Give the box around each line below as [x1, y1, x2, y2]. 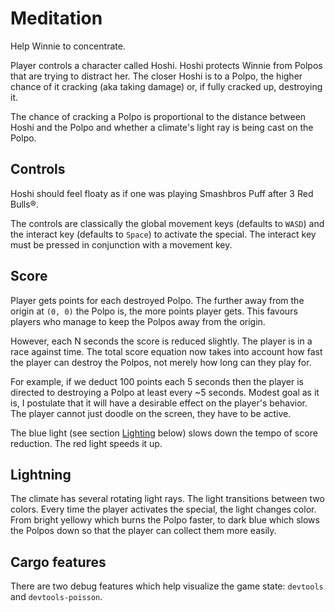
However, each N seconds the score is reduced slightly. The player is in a [10, 335, 313, 347]
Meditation [10, 7, 103, 30]
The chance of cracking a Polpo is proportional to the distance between [10, 110, 307, 122]
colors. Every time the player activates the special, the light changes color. [10, 503, 317, 516]
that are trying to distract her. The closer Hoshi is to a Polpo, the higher [10, 70, 303, 82]
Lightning [10, 466, 72, 483]
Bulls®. [10, 198, 39, 210]
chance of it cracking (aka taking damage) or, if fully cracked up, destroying [10, 80, 323, 92]
